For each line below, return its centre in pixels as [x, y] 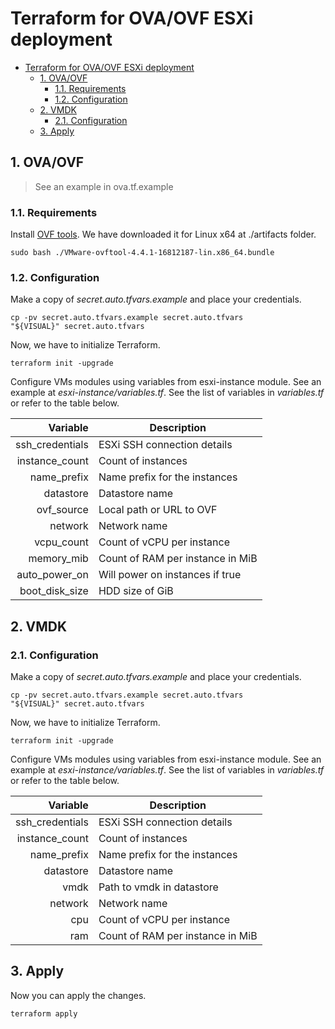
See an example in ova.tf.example [104, 186]
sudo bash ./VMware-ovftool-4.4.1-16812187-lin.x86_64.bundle [142, 253]
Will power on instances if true [170, 575]
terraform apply [44, 1013]
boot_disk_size [54, 591]
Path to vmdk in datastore [158, 887]
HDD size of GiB [136, 591]
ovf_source [62, 510]
